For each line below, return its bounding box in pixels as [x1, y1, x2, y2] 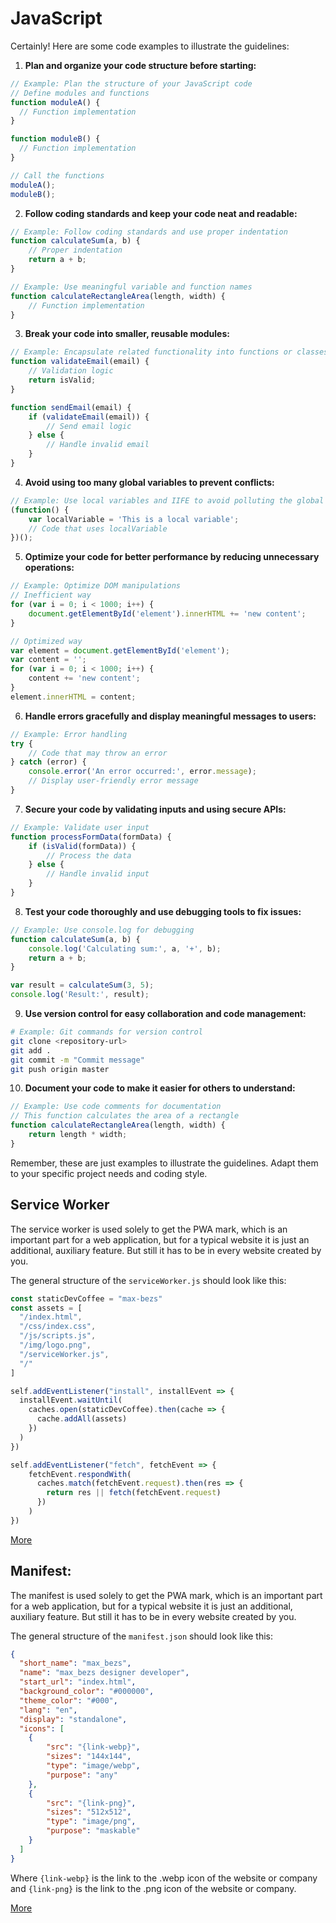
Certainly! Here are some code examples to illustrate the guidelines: [10, 40, 290, 52]
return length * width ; [28, 1130, 128, 1140]
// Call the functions [10, 170, 105, 181]
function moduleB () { [10, 134, 101, 144]
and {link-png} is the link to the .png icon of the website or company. [10, 1882, 297, 1894]
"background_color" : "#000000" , [19, 1687, 155, 1697]
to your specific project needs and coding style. [10, 1167, 208, 1179]
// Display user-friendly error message [28, 776, 199, 786]
